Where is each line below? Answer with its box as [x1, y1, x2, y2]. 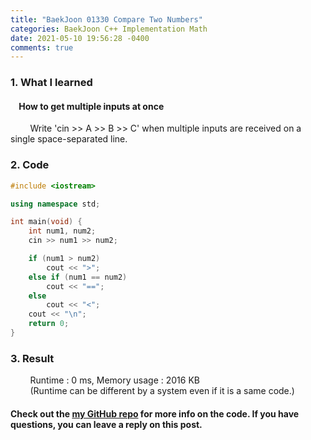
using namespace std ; [10, 199, 101, 209]
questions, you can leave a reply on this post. [10, 418, 203, 430]
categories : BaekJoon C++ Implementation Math [10, 24, 208, 34]
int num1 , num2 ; [28, 226, 97, 236]
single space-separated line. [10, 133, 128, 145]
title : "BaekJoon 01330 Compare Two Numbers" [10, 14, 203, 25]
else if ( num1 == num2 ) [28, 272, 128, 282]
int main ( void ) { [10, 217, 83, 227]
